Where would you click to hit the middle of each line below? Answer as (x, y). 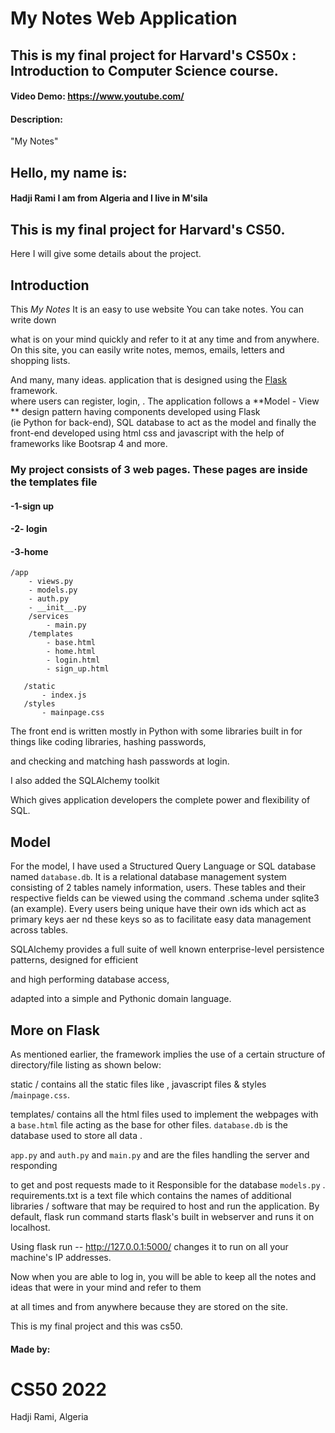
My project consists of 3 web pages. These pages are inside (159, 469)
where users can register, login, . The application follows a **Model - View (165, 401)
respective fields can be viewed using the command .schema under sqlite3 (165, 898)
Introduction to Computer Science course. (144, 70)
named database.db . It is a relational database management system (148, 877)
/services (49, 617)
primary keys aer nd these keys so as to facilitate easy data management (161, 919)
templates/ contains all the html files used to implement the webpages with (164, 1114)
